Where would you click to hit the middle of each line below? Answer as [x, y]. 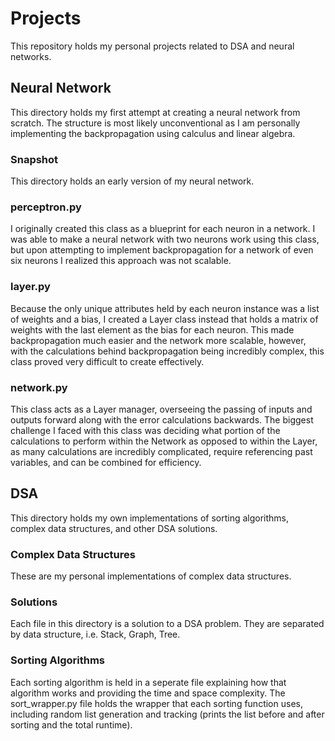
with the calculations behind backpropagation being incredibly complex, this [167, 351]
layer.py [30, 287]
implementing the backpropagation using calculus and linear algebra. [153, 133]
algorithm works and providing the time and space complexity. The [148, 693]
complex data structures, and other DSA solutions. [114, 528]
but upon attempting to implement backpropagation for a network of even [162, 250]
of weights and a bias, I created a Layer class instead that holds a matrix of [164, 319]
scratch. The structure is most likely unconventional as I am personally [155, 123]
